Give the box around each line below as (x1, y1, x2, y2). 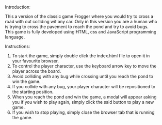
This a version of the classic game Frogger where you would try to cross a (5, 14, 154, 19)
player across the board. (12, 68, 61, 74)
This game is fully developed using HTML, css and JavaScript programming (5, 29, 157, 34)
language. (5, 34, 25, 40)
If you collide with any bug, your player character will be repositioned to (12, 84, 156, 89)
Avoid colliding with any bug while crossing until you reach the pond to (12, 74, 154, 79)
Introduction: (5, 4, 31, 10)
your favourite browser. (12, 58, 59, 63)
